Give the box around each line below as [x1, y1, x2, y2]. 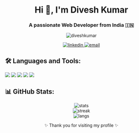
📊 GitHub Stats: [5, 87, 55, 96]
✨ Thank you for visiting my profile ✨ [44, 122, 119, 128]
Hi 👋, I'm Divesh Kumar [34, 4, 128, 16]
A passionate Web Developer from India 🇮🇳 [29, 22, 134, 29]
